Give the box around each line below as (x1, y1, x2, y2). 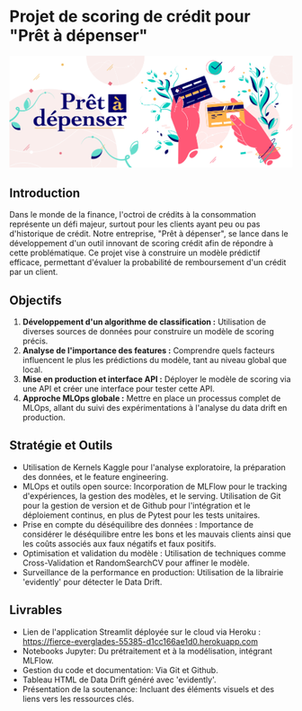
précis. (22, 335, 49, 347)
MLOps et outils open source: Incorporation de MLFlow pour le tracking (22, 481, 288, 492)
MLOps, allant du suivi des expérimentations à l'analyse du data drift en (22, 403, 288, 413)
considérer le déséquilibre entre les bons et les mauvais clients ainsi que (22, 529, 292, 539)
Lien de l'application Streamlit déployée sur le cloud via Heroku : (22, 627, 262, 637)
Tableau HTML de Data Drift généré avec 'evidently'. (22, 674, 217, 685)
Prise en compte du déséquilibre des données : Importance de (22, 519, 254, 529)
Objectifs (9, 292, 63, 307)
